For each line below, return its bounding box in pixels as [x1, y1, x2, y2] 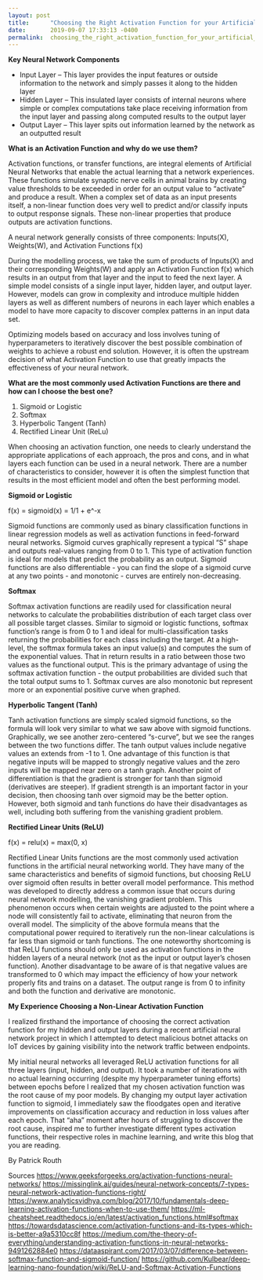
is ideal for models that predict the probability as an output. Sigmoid [8, 554, 227, 564]
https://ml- [171, 1205, 206, 1214]
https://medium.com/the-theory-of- [81, 1230, 197, 1239]
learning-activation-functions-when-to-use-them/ [8, 1205, 170, 1214]
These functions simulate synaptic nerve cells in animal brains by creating [8, 176, 247, 185]
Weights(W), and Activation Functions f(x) [8, 241, 143, 251]
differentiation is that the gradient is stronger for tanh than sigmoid [8, 774, 223, 784]
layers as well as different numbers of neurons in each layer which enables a [8, 298, 255, 307]
